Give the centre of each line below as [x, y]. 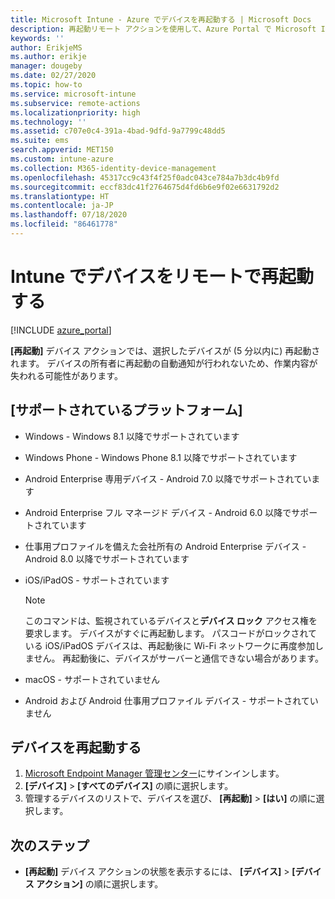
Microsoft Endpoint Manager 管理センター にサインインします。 [154, 773]
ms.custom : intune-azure [62, 159]
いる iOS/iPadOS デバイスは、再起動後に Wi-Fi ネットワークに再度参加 [169, 645]
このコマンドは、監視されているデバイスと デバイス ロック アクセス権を [171, 620]
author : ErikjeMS [46, 47]
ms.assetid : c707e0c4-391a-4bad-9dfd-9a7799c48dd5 [118, 131]
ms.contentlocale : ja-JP [62, 206]
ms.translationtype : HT [60, 196]
